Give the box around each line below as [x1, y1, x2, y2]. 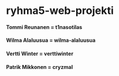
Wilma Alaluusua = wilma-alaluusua [6, 37, 96, 44]
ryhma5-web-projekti [6, 4, 114, 17]
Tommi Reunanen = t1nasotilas [6, 23, 83, 30]
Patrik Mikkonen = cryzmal [6, 63, 73, 70]
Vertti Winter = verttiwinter [6, 50, 74, 57]
